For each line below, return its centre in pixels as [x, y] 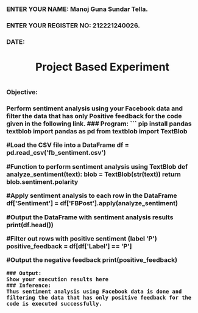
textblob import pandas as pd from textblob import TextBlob [97, 132]
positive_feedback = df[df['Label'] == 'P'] [69, 246]
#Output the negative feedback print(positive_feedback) [92, 260]
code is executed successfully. [54, 304]
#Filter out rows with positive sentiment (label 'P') [82, 238]
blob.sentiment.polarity [42, 181]
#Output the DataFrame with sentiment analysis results [90, 217]
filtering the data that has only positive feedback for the [99, 297]
